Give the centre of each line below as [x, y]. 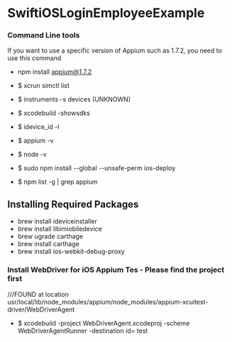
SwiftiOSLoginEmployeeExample [106, 13]
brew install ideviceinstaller [57, 221]
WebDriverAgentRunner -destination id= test [83, 331]
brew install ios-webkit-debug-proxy [71, 252]
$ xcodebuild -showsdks [54, 113]
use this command [34, 58]
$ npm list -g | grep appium [57, 182]
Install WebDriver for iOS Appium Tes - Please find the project [116, 270]
